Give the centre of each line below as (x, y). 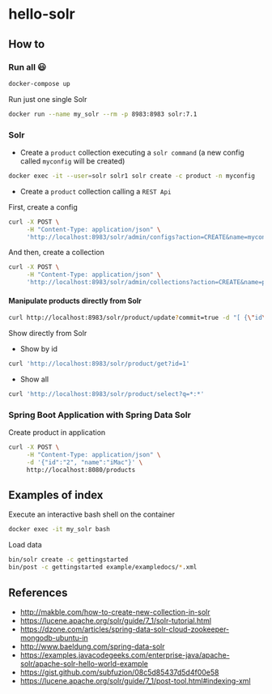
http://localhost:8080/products (81, 470)
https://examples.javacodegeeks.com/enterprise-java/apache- (125, 655)
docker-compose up (39, 83)
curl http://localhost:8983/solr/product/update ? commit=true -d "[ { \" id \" (139, 318)
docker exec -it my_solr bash (59, 530)
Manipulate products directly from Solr (75, 300)
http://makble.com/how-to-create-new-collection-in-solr (115, 611)
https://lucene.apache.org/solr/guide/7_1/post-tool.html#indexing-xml (135, 680)
